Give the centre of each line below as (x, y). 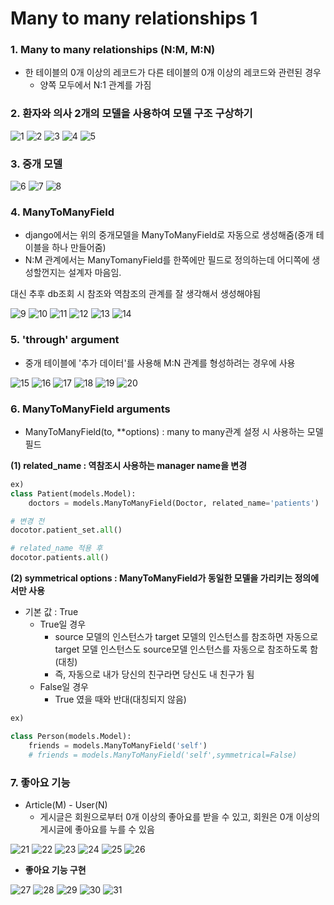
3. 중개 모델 (36, 164)
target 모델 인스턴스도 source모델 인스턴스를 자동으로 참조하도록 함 (186, 649)
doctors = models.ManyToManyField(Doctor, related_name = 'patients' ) (174, 503)
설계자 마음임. (95, 273)
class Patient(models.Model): (73, 493)
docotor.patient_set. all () (66, 530)
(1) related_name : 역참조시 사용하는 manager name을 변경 (129, 465)
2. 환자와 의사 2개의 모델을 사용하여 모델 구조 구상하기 (131, 114)
